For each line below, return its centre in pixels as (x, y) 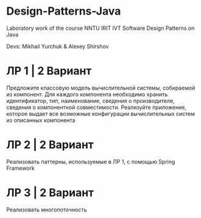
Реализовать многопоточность (47, 209)
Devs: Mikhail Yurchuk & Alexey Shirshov (58, 46)
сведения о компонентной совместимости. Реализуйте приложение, (97, 107)
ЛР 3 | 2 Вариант (50, 192)
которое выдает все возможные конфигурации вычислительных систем (101, 113)
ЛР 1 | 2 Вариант (49, 71)
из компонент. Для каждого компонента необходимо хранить (87, 94)
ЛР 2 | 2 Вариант (50, 145)
